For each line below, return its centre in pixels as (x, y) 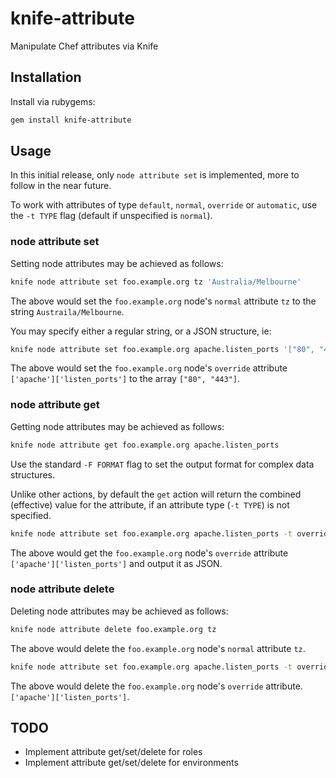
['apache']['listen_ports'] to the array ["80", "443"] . (125, 379)
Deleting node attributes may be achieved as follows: (119, 611)
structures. (32, 474)
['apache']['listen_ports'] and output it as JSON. (116, 563)
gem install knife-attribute (71, 120)
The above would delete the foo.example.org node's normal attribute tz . (158, 648)
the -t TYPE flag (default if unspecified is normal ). (111, 216)
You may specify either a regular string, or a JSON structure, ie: (141, 331)
